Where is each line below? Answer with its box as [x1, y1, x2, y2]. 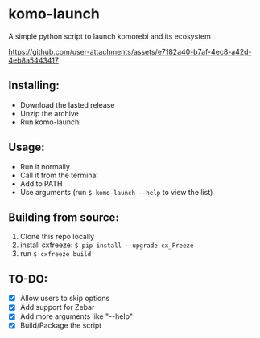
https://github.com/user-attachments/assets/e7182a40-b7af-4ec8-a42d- [8, 47, 252, 56]
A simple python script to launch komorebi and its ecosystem [8, 31, 212, 41]
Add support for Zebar [19, 303, 95, 312]
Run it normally [19, 161, 71, 171]
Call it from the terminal [19, 170, 98, 180]
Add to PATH [19, 178, 63, 189]
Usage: [8, 140, 46, 154]
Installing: [8, 79, 60, 92]
